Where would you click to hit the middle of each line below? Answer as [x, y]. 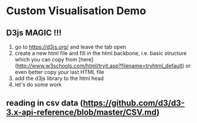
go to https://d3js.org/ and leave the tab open [70, 47]
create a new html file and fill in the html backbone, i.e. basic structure [101, 53]
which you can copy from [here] [54, 59]
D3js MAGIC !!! [34, 33]
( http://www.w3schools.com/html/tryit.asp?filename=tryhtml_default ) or [103, 66]
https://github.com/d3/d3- [134, 103]
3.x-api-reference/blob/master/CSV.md [82, 113]
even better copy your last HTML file [59, 72]
